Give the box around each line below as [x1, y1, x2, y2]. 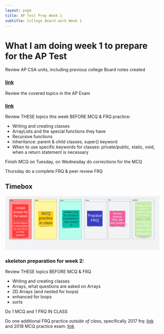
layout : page [5, 8, 32, 13]
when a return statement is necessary [12, 149, 89, 155]
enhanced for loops [12, 294, 52, 300]
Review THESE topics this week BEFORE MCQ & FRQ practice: [5, 113, 131, 119]
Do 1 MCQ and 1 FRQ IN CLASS [5, 308, 68, 314]
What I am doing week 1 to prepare [5, 40, 148, 51]
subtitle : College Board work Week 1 [5, 18, 82, 23]
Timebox [5, 182, 33, 191]
